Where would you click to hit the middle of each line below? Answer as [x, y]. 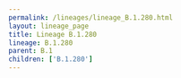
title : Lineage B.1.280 [53, 34]
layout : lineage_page [49, 26]
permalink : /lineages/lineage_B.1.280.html [91, 17]
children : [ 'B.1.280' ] [51, 59]
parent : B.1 [30, 51]
